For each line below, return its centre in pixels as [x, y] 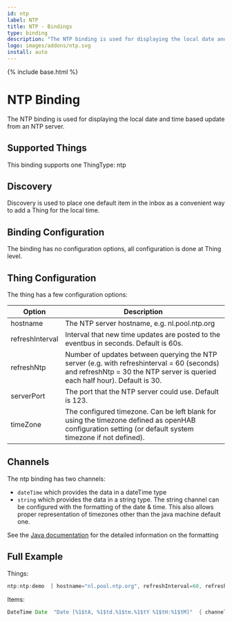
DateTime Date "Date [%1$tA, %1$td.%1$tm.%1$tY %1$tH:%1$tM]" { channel [117, 612]
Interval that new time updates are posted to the [143, 335]
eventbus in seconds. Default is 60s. [124, 343]
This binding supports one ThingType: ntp [67, 165]
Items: [16, 599]
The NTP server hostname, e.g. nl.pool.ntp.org [140, 324]
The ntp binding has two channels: [56, 479]
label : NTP [23, 20]
